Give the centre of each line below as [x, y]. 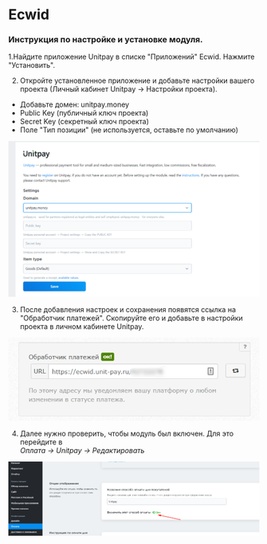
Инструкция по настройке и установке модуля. [106, 40]
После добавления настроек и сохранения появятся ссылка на [128, 310]
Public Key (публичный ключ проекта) [84, 113]
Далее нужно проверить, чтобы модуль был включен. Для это [126, 433]
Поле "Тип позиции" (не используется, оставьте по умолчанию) [129, 130]
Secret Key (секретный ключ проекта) [84, 122]
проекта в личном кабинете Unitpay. [82, 327]
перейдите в [41, 442]
